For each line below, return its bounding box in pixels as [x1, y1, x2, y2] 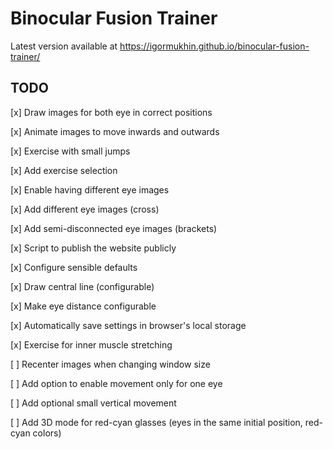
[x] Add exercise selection [10, 164, 118, 176]
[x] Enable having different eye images [10, 183, 170, 196]
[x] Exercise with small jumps [10, 145, 131, 157]
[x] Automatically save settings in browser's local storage [10, 319, 247, 331]
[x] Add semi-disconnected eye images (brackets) [10, 222, 218, 234]
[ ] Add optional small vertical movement [10, 397, 177, 409]
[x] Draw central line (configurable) [10, 280, 155, 292]
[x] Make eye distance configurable [10, 300, 157, 312]
